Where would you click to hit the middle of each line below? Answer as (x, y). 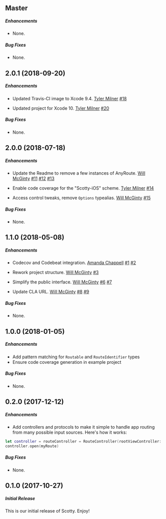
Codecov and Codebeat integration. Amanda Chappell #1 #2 (74, 263)
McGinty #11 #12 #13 (33, 179)
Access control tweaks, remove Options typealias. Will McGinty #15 (82, 198)
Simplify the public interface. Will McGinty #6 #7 (62, 282)
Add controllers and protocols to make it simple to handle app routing (83, 427)
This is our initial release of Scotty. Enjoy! (47, 511)
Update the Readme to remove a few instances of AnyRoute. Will (79, 173)
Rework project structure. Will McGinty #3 (55, 272)
